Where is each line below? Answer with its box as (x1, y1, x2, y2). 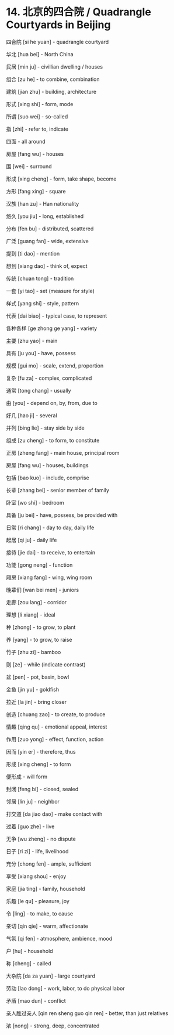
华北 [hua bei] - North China (6, 50, 74, 57)
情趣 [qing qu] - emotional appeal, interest (6, 723, 107, 730)
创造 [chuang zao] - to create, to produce (6, 710, 106, 718)
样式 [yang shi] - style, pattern (6, 299, 79, 307)
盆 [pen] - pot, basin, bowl (6, 673, 69, 680)
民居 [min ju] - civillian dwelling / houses (6, 63, 103, 70)
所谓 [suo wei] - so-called (6, 113, 68, 120)
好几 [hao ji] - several (6, 411, 57, 419)
